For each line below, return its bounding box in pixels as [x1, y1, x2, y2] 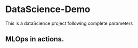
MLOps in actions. [5, 35, 64, 43]
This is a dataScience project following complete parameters [5, 20, 133, 26]
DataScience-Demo [5, 4, 90, 15]
